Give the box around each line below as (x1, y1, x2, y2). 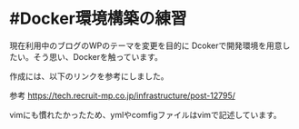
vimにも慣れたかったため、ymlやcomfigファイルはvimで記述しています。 (9, 109, 282, 120)
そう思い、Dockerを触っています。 (33, 51, 164, 62)
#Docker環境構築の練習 (9, 8, 187, 29)
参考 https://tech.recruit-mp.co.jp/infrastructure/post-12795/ (9, 90, 236, 101)
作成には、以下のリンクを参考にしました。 (9, 70, 169, 82)
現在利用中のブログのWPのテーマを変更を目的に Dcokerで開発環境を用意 (9, 40, 283, 51)
